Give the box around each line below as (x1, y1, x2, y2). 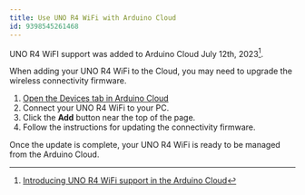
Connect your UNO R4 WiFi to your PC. (22, 102, 170, 113)
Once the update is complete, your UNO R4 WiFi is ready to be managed (9, 140, 281, 151)
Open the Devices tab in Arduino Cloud (22, 93, 170, 104)
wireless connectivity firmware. (9, 75, 127, 86)
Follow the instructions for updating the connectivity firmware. (22, 122, 256, 132)
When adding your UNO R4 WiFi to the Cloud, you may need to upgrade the (9, 65, 293, 77)
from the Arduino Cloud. (9, 149, 100, 160)
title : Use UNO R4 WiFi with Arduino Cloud (9, 13, 177, 23)
